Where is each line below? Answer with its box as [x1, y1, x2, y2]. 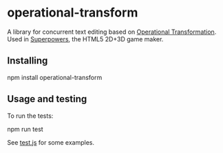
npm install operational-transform [7, 73, 103, 81]
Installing [7, 55, 48, 67]
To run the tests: [7, 112, 54, 120]
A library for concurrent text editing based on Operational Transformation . [7, 28, 217, 36]
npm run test [7, 125, 43, 133]
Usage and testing [7, 93, 87, 105]
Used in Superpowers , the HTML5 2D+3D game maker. [7, 34, 164, 43]
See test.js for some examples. [7, 138, 95, 146]
